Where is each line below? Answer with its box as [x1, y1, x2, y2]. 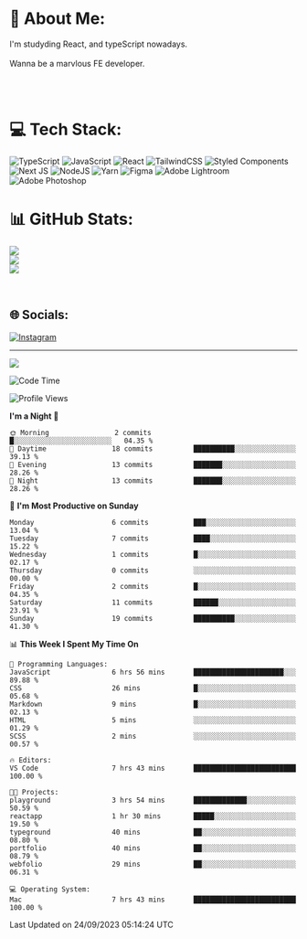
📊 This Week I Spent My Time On [9, 638, 139, 649]
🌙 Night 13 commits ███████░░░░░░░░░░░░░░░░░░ [9, 475, 297, 486]
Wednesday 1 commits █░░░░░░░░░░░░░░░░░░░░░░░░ [9, 550, 297, 559]
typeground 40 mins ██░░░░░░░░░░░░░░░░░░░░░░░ [9, 827, 297, 837]
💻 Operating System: [9, 884, 91, 894]
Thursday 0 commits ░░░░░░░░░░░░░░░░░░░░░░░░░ [9, 566, 297, 575]
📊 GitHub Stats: [9, 209, 134, 229]
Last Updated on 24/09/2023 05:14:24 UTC [9, 919, 174, 930]
